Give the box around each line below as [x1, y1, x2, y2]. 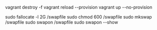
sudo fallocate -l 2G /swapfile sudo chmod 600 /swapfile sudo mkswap [5, 14, 152, 19]
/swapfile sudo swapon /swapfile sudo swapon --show [5, 19, 118, 25]
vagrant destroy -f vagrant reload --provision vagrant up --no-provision [5, 4, 153, 10]
